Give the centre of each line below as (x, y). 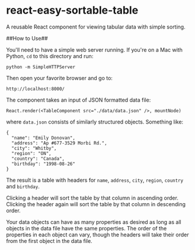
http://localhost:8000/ (36, 89)
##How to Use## (27, 38)
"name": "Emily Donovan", (44, 138)
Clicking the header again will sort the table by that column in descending (96, 204)
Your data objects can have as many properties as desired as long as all (94, 222)
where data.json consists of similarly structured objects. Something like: (95, 122)
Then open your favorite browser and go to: (59, 78)
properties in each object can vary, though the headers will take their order (97, 235)
